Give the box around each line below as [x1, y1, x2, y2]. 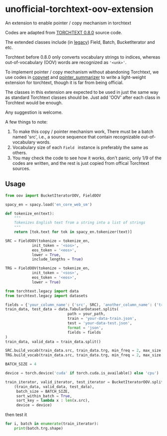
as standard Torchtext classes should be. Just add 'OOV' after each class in [5, 94, 161, 100]
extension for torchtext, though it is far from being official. [5, 79, 124, 85]
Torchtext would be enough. [5, 99, 63, 105]
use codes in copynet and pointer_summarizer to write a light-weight [5, 74, 146, 80]
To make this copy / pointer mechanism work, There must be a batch [12, 128, 154, 135]
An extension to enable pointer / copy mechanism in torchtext [5, 20, 132, 26]
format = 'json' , [67, 325, 103, 330]
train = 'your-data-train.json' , [67, 316, 137, 321]
